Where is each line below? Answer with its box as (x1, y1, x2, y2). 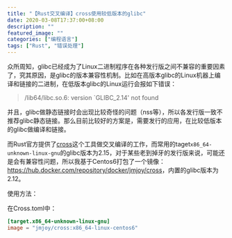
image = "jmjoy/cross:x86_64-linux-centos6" (7, 224, 138, 231)
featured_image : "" (7, 29, 64, 37)
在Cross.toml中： (7, 204, 57, 212)
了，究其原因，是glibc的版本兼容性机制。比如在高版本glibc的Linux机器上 (7, 71, 215, 79)
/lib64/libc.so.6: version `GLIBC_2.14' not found (24, 94, 159, 101)
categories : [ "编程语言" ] (7, 36, 78, 43)
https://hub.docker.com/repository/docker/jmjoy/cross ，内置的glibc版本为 (7, 166, 219, 174)
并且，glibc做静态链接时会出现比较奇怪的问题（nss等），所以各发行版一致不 (7, 108, 223, 116)
